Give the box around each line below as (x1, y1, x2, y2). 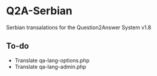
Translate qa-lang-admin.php (14, 63, 86, 70)
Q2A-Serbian (6, 4, 73, 18)
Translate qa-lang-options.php (14, 56, 90, 64)
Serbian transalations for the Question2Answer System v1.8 (6, 24, 152, 31)
